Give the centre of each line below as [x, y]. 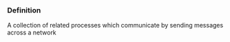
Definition [24, 10]
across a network [32, 32]
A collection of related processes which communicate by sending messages [115, 25]
